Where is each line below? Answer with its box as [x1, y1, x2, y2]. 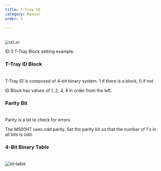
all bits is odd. [5, 131, 33, 137]
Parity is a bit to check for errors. [5, 117, 72, 123]
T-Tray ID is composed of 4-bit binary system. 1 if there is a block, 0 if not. [5, 78, 155, 84]
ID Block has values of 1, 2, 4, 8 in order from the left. [5, 87, 113, 93]
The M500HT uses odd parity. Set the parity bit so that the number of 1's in [5, 126, 157, 132]
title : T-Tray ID [5, 7, 41, 12]
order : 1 [5, 16, 23, 21]
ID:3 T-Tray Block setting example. [5, 48, 75, 54]
